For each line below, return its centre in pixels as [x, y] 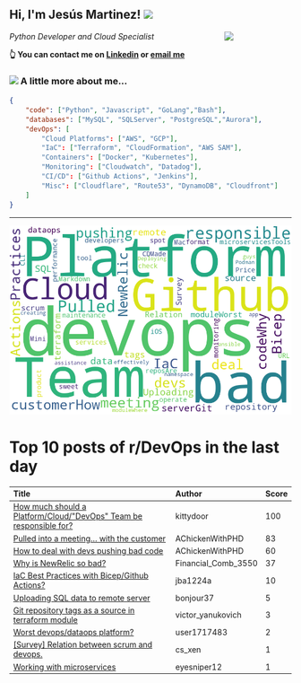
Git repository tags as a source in [74, 610]
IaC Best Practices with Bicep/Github [81, 576]
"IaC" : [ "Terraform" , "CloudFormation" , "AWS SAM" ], [142, 148]
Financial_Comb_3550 [216, 564]
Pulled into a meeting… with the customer [90, 539]
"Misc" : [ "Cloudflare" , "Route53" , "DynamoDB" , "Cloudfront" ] [160, 186]
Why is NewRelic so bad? [60, 564]
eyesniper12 [198, 667]
